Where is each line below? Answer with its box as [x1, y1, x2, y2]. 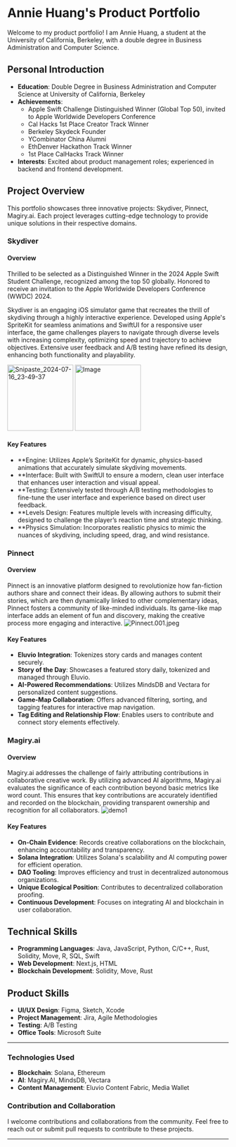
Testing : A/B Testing [17, 1021, 78, 1029]
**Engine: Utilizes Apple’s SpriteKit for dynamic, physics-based [17, 456, 202, 464]
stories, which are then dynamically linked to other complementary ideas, [7, 597, 220, 605]
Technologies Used [7, 1053, 75, 1062]
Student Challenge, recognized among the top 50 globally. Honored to [7, 277, 211, 285]
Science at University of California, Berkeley [17, 89, 145, 98]
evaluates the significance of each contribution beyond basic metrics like [7, 783, 219, 792]
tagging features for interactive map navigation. [17, 703, 156, 712]
